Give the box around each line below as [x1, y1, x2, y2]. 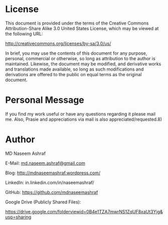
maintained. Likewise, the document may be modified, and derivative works [5, 61, 161, 67]
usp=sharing [5, 214, 32, 220]
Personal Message [5, 94, 84, 106]
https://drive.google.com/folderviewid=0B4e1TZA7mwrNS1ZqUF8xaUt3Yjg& [5, 208, 163, 214]
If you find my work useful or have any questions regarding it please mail [5, 111, 155, 117]
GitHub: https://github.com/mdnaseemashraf [5, 189, 98, 195]
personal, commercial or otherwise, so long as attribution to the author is [5, 55, 155, 61]
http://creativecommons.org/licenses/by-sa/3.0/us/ [5, 40, 111, 46]
